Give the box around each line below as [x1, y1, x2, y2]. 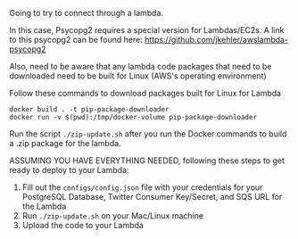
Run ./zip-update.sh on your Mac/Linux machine [21, 210, 203, 221]
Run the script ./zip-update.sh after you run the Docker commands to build [9, 128, 287, 139]
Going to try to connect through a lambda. [9, 8, 163, 18]
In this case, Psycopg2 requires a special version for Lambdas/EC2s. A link [9, 25, 285, 35]
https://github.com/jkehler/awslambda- [144, 35, 288, 45]
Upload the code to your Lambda [21, 220, 145, 230]
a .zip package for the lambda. [9, 138, 122, 148]
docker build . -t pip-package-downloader [9, 105, 170, 114]
